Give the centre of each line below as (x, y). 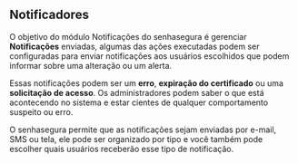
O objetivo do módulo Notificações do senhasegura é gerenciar (128, 36)
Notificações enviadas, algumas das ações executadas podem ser (134, 46)
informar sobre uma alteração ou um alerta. (91, 65)
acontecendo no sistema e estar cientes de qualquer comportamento (139, 102)
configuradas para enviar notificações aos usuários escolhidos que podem (149, 56)
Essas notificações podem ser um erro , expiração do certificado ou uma (147, 83)
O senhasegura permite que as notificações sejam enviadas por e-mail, (143, 129)
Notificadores (49, 15)
